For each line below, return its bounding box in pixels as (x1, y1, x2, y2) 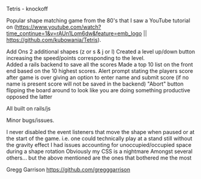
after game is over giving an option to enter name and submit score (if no (6, 74, 189, 81)
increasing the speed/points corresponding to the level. (6, 55, 145, 61)
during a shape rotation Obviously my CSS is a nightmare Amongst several (6, 148, 193, 155)
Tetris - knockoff (6, 5, 49, 12)
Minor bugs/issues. (6, 117, 55, 124)
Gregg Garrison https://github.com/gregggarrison (6, 166, 131, 173)
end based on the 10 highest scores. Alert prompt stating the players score (6, 67, 193, 75)
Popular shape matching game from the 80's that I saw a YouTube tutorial (6, 17, 190, 24)
